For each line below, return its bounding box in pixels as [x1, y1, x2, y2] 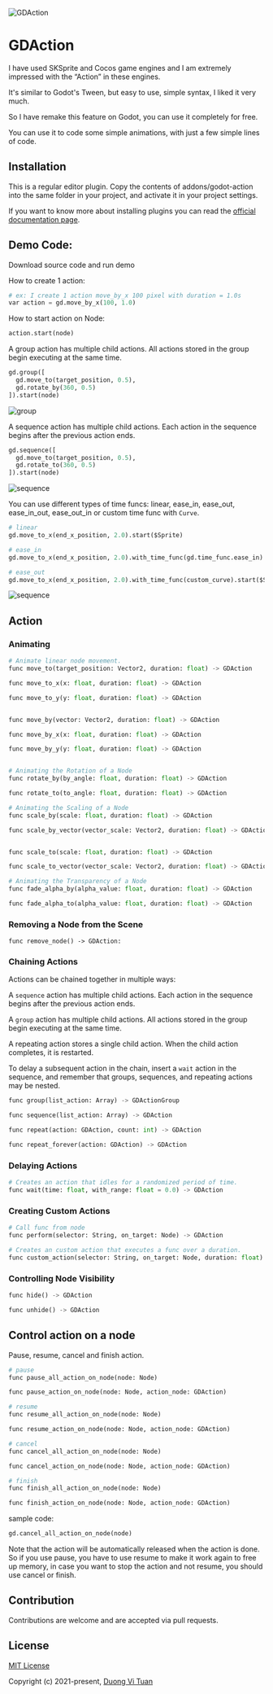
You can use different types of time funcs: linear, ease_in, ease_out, [8, 499, 236, 509]
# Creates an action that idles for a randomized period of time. [8, 1179, 238, 1187]
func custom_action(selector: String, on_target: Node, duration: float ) [8, 1254, 264, 1262]
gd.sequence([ [8, 446, 57, 454]
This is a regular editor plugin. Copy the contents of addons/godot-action [8, 182, 253, 191]
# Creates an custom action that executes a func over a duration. [8, 1246, 242, 1254]
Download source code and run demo [8, 260, 136, 269]
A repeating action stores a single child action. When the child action [8, 1039, 238, 1049]
